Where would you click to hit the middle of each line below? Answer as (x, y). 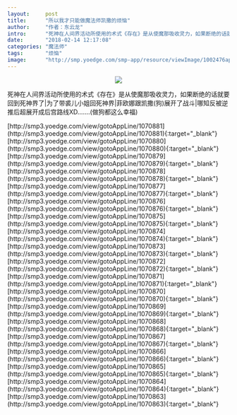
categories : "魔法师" (37, 47)
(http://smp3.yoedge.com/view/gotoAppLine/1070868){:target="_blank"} (113, 329)
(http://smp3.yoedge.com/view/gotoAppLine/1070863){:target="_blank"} (113, 404)
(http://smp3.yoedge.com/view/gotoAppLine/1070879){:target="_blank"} (113, 163)
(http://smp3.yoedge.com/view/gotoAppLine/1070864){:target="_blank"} (113, 389)
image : (17, 60)
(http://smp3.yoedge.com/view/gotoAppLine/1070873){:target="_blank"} (113, 253)
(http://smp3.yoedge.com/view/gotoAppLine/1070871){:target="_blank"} (112, 284)
